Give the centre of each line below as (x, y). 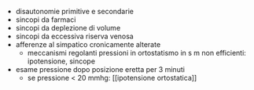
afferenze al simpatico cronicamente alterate (88, 45)
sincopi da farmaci (46, 20)
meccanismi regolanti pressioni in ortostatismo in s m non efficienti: (136, 53)
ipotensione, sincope (61, 61)
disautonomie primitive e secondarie (74, 11)
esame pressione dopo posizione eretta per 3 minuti (100, 69)
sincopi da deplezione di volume (68, 28)
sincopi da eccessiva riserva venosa (74, 36)
